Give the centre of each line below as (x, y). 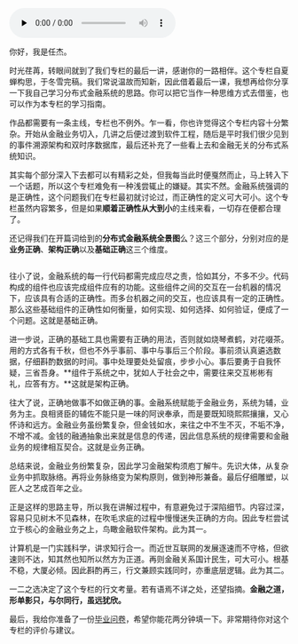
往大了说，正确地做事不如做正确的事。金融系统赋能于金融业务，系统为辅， (145, 402)
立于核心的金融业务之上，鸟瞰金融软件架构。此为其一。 (110, 529)
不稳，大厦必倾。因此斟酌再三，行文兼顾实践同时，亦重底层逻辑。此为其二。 (149, 570)
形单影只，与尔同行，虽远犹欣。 (67, 600)
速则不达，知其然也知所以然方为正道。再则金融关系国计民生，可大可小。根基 (149, 559)
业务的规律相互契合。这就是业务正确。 (79, 447)
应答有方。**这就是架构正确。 (79, 384)
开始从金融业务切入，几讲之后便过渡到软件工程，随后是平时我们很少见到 (157, 134)
